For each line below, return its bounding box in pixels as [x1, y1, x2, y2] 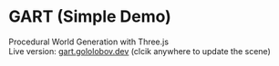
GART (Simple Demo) [8, 6, 172, 27]
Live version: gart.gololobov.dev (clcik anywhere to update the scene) [8, 45, 271, 56]
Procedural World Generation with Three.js [8, 36, 170, 47]
